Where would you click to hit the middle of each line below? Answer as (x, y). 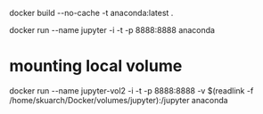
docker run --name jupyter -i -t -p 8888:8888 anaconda (112, 30)
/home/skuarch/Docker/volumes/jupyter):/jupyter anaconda (119, 100)
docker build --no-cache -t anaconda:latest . (91, 13)
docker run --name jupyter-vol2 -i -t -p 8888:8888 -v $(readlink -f (131, 90)
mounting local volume (96, 66)
